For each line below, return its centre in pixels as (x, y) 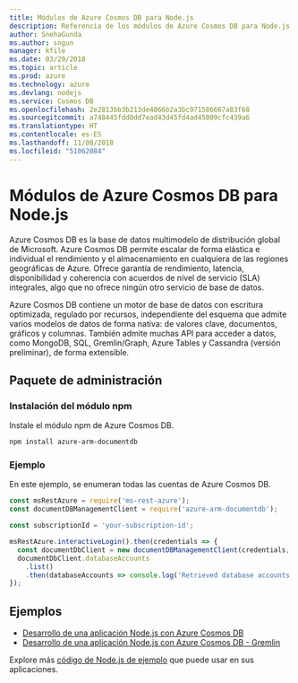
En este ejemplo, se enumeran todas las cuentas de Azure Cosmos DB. (140, 485)
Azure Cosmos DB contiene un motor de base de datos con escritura (136, 304)
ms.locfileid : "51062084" (57, 151)
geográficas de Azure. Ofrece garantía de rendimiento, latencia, (127, 268)
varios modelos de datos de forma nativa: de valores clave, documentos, (143, 323)
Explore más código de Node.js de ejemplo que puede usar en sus (132, 660)
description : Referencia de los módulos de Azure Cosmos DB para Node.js (150, 26)
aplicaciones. (34, 670)
